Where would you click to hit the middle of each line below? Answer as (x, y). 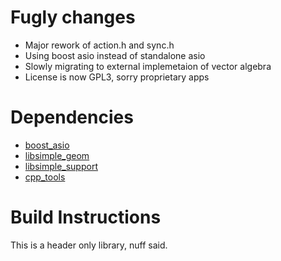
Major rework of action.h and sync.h (99, 45)
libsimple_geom (57, 155)
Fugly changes (73, 17)
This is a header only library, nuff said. (89, 245)
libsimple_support (61, 166)
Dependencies (72, 117)
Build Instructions (86, 217)
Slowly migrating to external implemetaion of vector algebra (148, 66)
